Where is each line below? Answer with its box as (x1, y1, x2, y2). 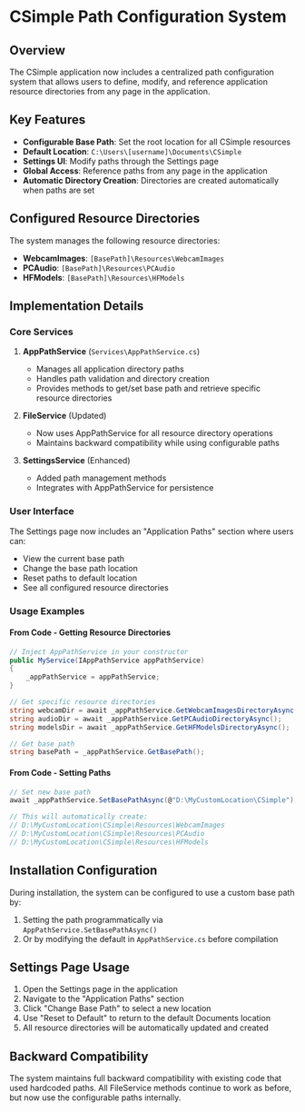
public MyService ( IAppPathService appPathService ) (9, 656, 205, 665)
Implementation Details (9, 298, 144, 314)
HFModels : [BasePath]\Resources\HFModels (22, 272, 185, 283)
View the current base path (22, 552, 125, 564)
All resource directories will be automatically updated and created (22, 1022, 270, 1033)
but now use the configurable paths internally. (9, 1092, 182, 1103)
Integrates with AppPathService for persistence (35, 482, 214, 493)
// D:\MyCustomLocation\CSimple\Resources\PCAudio (9, 829, 205, 839)
